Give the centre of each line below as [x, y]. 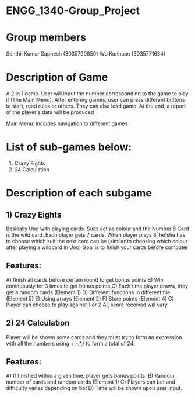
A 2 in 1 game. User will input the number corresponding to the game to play [97, 94]
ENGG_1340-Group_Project [73, 11]
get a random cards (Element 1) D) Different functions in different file [88, 292]
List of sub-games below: [69, 147]
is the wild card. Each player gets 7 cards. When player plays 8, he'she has [96, 235]
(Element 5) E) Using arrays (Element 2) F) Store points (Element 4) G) [90, 298]
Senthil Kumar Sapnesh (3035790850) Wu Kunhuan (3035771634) [86, 54]
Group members [46, 38]
